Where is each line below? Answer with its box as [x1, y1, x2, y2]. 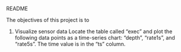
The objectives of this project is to [6, 17, 90, 23]
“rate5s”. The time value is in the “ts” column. [14, 41, 126, 47]
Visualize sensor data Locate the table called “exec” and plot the [14, 28, 173, 35]
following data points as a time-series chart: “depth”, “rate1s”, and [14, 34, 175, 41]
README [6, 5, 28, 12]
